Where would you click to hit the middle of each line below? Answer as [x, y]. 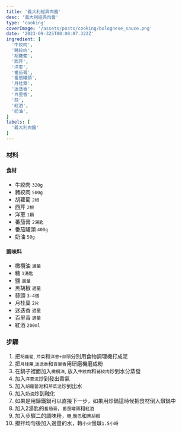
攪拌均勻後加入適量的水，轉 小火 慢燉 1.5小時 [66, 423]
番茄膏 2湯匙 [29, 222]
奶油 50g [25, 237]
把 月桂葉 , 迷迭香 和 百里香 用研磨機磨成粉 [59, 364]
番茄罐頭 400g [31, 229]
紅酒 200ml [27, 325]
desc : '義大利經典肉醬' [32, 17]
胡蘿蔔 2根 [27, 199]
